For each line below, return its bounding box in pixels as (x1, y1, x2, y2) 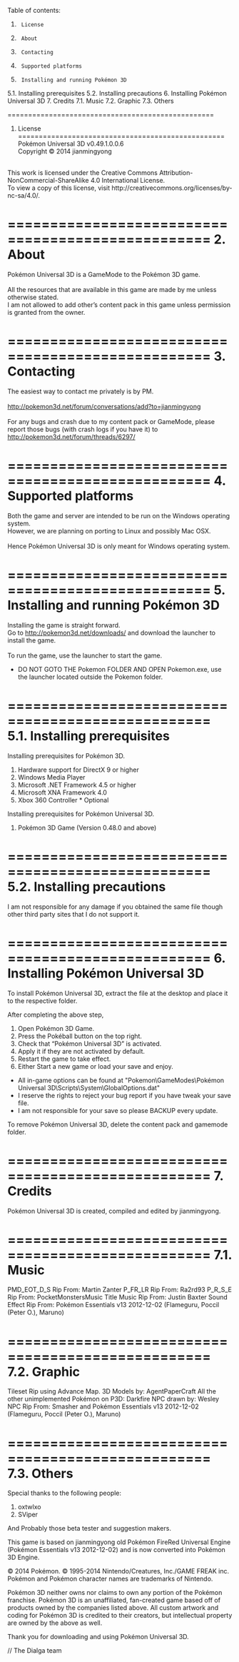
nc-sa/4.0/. (7, 191, 41, 199)
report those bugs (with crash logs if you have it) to (7, 425, 158, 433)
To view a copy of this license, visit (7, 183, 111, 192)
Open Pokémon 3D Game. (17, 1024, 95, 1032)
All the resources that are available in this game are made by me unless (7, 285, 217, 293)
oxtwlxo (17, 1503, 41, 1511)
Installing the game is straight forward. (7, 620, 121, 629)
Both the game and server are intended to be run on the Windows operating (7, 511, 230, 520)
